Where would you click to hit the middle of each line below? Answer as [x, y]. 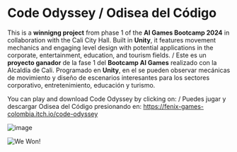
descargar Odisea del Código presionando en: [75, 106]
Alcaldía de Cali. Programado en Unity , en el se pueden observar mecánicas [119, 70]
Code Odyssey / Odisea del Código [112, 13]
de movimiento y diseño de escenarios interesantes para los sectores [109, 77]
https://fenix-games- [173, 106]
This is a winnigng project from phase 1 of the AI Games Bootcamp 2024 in [118, 33]
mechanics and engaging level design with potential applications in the [110, 47]
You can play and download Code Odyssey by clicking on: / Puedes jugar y [117, 99]
